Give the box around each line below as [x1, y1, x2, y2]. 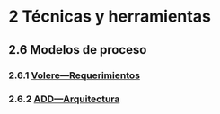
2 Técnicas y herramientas [8, 6, 212, 27]
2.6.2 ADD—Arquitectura [8, 92, 120, 105]
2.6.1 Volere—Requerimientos [8, 69, 141, 82]
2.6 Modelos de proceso [8, 42, 147, 57]
